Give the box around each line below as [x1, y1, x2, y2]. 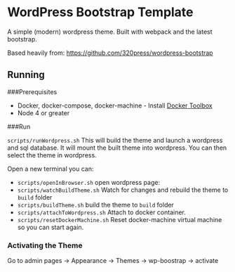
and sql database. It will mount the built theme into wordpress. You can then [7, 143, 227, 152]
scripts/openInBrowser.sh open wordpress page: [17, 178, 160, 186]
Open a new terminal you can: [7, 164, 94, 173]
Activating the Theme [7, 240, 83, 250]
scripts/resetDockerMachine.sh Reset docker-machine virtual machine [17, 215, 222, 224]
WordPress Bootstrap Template [7, 4, 194, 20]
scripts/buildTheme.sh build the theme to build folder [17, 200, 174, 209]
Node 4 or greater [17, 108, 70, 117]
